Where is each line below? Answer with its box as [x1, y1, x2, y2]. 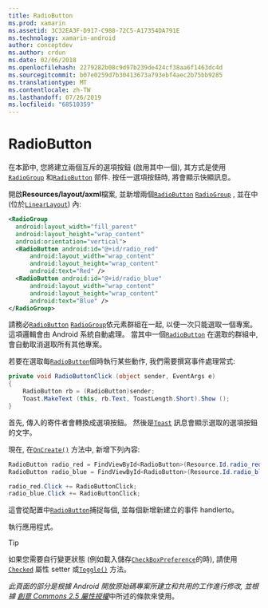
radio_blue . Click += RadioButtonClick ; [8, 490, 141, 498]
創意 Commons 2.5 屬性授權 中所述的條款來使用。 [17, 591, 179, 601]
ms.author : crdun [8, 49, 66, 57]
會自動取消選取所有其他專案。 [8, 340, 106, 349]
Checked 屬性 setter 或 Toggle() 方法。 [8, 564, 132, 574]
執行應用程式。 [8, 522, 57, 531]
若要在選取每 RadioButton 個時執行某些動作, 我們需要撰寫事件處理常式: [8, 357, 235, 366]
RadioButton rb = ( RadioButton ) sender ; [22, 388, 156, 396]
